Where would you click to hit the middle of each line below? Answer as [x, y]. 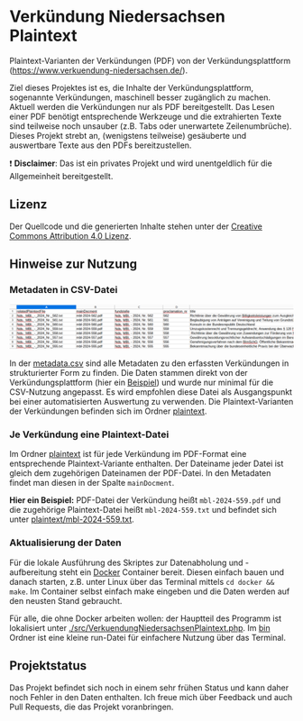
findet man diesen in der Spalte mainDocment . [92, 483]
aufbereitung [33, 572]
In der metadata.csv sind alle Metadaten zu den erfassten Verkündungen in [149, 363]
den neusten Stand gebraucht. [66, 600]
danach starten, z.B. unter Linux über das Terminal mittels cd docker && [142, 581]
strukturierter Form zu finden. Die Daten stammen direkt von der [129, 373]
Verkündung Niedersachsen [117, 17]
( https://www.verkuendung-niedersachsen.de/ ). [98, 70]
